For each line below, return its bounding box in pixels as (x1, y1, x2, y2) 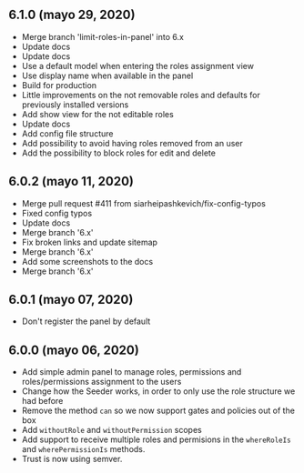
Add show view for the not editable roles (21, 108, 174, 119)
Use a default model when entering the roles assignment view (21, 60, 254, 71)
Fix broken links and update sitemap (21, 236, 158, 247)
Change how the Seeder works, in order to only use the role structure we (21, 386, 296, 397)
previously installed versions (21, 99, 129, 110)
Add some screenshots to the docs (21, 256, 154, 267)
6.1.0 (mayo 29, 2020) (8, 7, 136, 23)
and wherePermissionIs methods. (21, 444, 146, 455)
